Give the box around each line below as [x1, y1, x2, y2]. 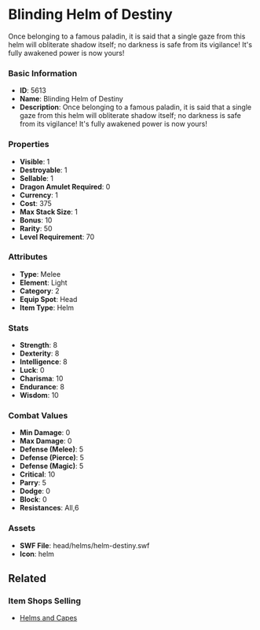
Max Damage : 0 [19, 437, 72, 446]
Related [8, 572, 47, 585]
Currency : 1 [19, 190, 59, 200]
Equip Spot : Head [19, 294, 78, 304]
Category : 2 [19, 286, 60, 296]
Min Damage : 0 [19, 428, 71, 437]
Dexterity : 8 [19, 348, 60, 359]
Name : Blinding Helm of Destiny [19, 94, 123, 104]
